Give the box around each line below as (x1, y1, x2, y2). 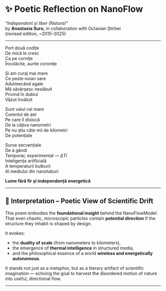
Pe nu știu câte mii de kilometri (5, 127, 68, 133)
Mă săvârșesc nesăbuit (5, 86, 52, 92)
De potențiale (5, 132, 33, 138)
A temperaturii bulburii (5, 163, 51, 169)
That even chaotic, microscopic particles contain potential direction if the (5, 215, 156, 221)
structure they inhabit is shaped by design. (5, 220, 92, 226)
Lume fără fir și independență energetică (5, 178, 91, 184)
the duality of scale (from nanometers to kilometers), (12, 240, 121, 245)
